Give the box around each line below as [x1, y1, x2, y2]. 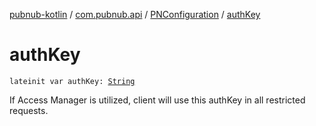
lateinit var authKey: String [9, 76, 136, 86]
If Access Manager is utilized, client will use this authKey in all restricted [9, 94, 306, 106]
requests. [9, 104, 49, 116]
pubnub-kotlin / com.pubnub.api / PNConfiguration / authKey [9, 9, 261, 20]
